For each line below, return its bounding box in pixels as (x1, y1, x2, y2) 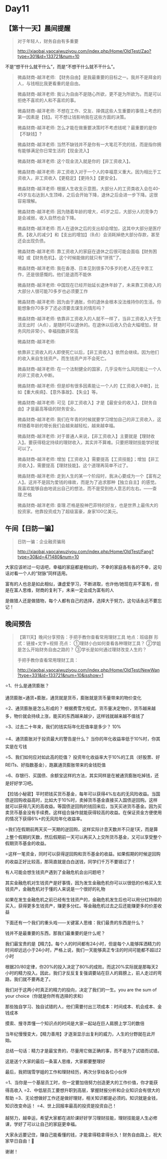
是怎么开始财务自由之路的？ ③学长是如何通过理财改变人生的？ (17, 646, 147, 652)
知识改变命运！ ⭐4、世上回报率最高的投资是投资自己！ (5, 1103, 117, 1109)
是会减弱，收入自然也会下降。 (17, 215, 79, 220)
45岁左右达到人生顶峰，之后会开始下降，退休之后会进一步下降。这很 (17, 192, 158, 198)
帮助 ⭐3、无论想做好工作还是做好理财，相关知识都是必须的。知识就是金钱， (5, 1095, 161, 1101)
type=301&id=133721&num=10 (17, 53, 80, 59)
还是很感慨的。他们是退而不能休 (26, 272, 92, 277)
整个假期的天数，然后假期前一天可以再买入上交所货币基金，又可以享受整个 (9, 834, 162, 840)
